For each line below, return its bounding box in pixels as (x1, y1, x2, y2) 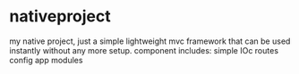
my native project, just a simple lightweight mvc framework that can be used (9, 36, 291, 46)
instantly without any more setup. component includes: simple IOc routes (9, 45, 279, 55)
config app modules (9, 54, 83, 65)
